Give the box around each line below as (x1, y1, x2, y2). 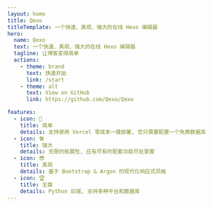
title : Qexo (7, 17, 42, 24)
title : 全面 (20, 181, 53, 188)
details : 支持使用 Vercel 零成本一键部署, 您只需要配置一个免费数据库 (20, 128, 207, 135)
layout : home (7, 10, 46, 18)
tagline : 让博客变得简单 (13, 50, 80, 57)
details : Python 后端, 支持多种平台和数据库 (20, 188, 140, 195)
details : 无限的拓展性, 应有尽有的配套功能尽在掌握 (20, 148, 155, 156)
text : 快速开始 (25, 69, 67, 76)
